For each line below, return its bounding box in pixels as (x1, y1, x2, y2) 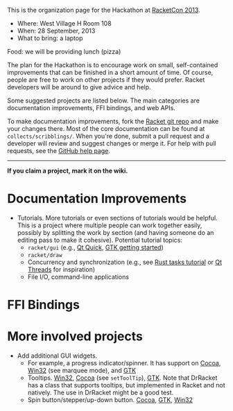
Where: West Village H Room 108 (17, 19, 112, 27)
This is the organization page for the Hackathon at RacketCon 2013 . (7, 6, 200, 14)
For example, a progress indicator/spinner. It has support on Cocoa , (27, 359, 221, 367)
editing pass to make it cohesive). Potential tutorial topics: (17, 236, 182, 244)
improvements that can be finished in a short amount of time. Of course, (7, 69, 214, 76)
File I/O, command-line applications (27, 272, 130, 281)
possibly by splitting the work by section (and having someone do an (17, 228, 214, 236)
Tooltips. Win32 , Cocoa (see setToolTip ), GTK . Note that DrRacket (27, 374, 218, 382)
